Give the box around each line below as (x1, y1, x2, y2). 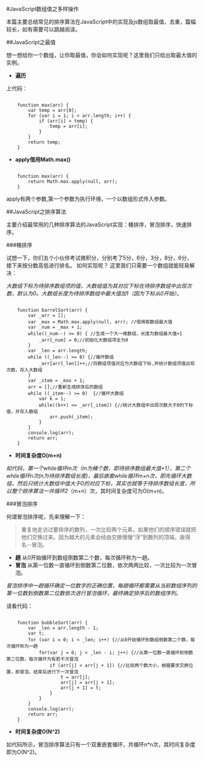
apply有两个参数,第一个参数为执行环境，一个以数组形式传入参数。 (6, 196, 171, 202)
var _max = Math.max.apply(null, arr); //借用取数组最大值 (28, 319, 173, 325)
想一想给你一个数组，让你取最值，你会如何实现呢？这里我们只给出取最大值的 (6, 51, 197, 59)
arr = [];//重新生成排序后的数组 (28, 384, 103, 390)
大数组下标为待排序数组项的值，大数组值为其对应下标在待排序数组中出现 (6, 282, 186, 289)
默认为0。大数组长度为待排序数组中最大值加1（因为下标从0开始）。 (16, 290, 183, 297)
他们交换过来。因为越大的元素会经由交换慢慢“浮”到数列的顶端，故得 (21, 533, 191, 541)
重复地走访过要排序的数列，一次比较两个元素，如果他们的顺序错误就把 (21, 526, 197, 533)
